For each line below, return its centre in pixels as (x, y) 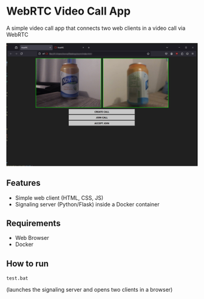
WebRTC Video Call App (69, 11)
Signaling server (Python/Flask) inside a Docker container (87, 204)
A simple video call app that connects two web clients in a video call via (96, 28)
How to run (28, 263)
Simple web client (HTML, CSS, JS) (59, 198)
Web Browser (32, 238)
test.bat (17, 278)
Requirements (33, 223)
